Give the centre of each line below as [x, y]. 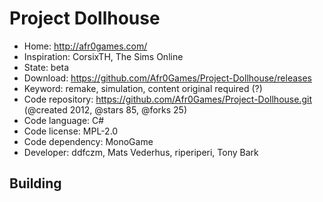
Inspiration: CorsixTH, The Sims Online [103, 56]
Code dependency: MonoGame [88, 141]
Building [35, 183]
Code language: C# [64, 120]
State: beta [46, 67]
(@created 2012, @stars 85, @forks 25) [105, 109]
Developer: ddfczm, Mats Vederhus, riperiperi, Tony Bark [141, 152]
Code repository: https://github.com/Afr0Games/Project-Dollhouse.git [167, 99]
